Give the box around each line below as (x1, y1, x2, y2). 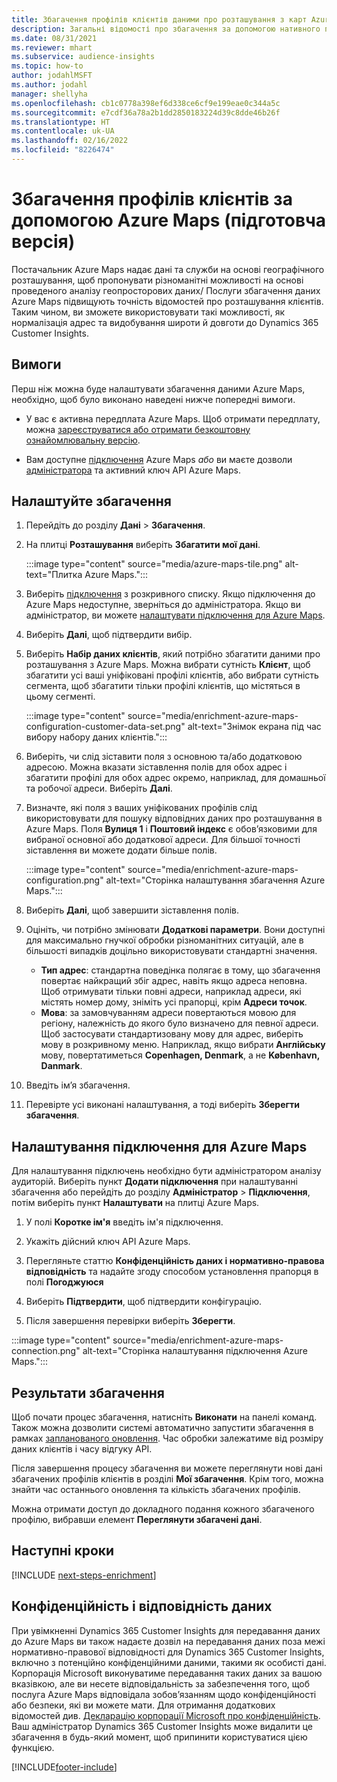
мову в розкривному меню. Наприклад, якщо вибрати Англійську (40, 1039, 326, 1051)
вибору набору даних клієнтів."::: (25, 731, 168, 743)
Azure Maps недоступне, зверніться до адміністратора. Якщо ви (25, 599, 301, 611)
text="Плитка (25, 569, 83, 581)
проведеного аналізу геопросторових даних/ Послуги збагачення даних (11, 284, 321, 296)
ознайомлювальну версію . (25, 434, 141, 446)
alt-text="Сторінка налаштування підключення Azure (82, 1345, 308, 1357)
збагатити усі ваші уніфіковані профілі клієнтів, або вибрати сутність (25, 669, 319, 681)
